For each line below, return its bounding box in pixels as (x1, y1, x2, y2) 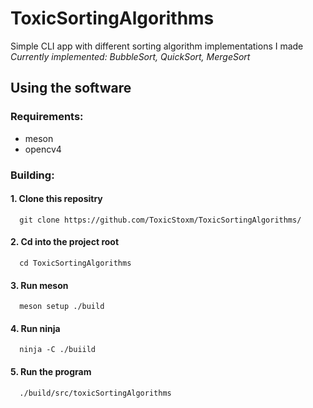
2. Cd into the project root (10, 236, 120, 248)
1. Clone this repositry (10, 193, 103, 205)
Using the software (10, 80, 132, 97)
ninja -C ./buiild (19, 345, 97, 355)
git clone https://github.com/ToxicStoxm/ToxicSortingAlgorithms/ (19, 215, 302, 225)
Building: (10, 168, 55, 182)
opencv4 (24, 143, 62, 155)
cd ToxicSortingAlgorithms (19, 258, 132, 268)
